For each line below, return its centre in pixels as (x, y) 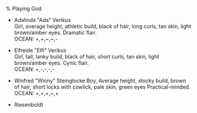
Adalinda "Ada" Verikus (42, 20)
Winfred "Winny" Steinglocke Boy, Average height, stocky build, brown (100, 80)
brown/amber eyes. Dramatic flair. (55, 33)
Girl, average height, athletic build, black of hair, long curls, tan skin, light (102, 26)
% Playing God (24, 9)
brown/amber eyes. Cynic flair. (51, 63)
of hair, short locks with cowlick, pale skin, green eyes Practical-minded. (102, 87)
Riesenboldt (29, 105)
